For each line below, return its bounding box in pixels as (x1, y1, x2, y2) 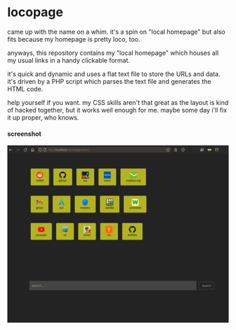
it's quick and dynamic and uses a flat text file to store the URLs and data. (7, 70, 221, 78)
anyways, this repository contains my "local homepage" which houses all (7, 49, 219, 57)
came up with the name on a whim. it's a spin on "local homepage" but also (7, 27, 226, 36)
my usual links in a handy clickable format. (7, 56, 131, 64)
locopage (7, 4, 63, 20)
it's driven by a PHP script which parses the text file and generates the (7, 77, 211, 85)
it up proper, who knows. (7, 113, 79, 122)
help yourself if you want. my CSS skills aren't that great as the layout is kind (7, 98, 229, 106)
